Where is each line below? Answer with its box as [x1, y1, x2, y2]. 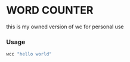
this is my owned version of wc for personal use [6, 23, 124, 30]
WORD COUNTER [6, 4, 94, 17]
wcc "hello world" [6, 51, 52, 57]
